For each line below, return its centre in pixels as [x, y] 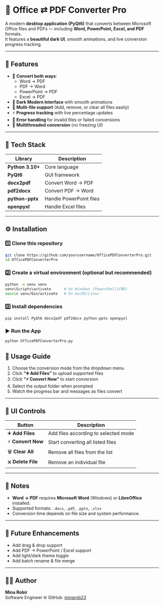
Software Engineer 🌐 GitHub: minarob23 [46, 598]
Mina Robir [16, 592]
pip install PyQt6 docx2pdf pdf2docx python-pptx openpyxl [66, 319]
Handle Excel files [65, 206]
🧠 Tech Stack [25, 145]
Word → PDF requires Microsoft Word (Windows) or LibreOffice [77, 497]
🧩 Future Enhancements [42, 533]
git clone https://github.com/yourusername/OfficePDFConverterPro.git [78, 255]
